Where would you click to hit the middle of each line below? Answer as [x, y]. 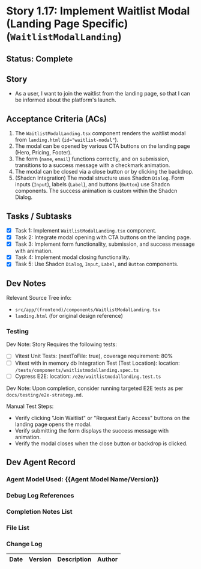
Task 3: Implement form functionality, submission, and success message [105, 244]
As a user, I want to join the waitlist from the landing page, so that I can [102, 94]
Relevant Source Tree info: [39, 298]
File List [18, 528]
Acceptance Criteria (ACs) [56, 119]
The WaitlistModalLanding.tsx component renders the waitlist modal [100, 133]
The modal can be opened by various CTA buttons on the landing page [102, 146]
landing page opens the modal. [53, 424]
